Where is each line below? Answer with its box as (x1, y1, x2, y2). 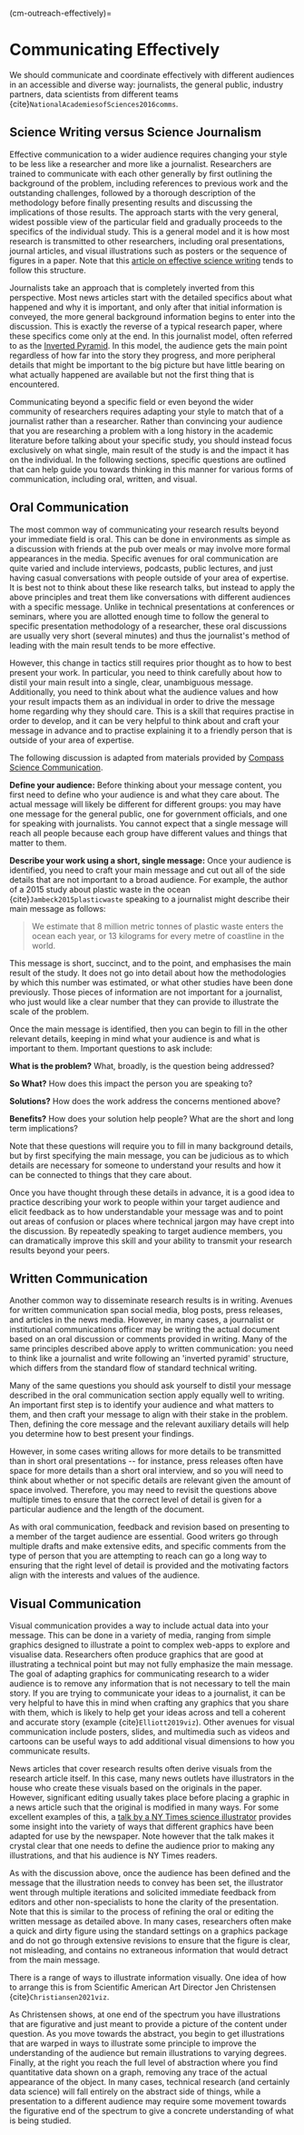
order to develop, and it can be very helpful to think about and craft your (9, 715, 279, 726)
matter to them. (9, 837, 67, 848)
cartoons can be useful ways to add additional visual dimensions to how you (9, 1736, 295, 1747)
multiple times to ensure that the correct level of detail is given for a (9, 1494, 262, 1506)
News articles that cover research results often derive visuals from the (9, 1764, 272, 1774)
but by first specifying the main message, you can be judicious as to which (9, 1150, 289, 1161)
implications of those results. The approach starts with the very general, (9, 206, 279, 217)
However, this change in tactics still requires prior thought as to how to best (9, 657, 292, 668)
